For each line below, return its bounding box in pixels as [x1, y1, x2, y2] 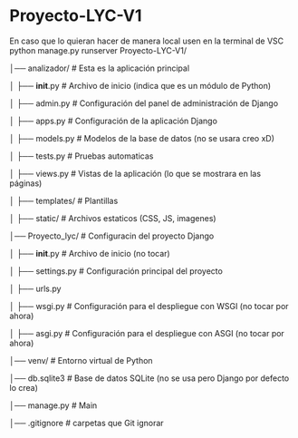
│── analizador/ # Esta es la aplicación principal [9, 63, 190, 73]
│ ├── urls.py [9, 283, 62, 294]
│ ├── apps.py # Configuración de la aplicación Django [9, 115, 217, 126]
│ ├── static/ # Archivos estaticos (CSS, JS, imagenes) [9, 212, 216, 223]
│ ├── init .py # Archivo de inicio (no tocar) [9, 248, 170, 258]
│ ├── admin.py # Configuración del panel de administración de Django [9, 97, 279, 109]
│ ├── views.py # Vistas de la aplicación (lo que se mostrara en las [9, 168, 261, 179]
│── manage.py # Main [9, 400, 98, 411]
